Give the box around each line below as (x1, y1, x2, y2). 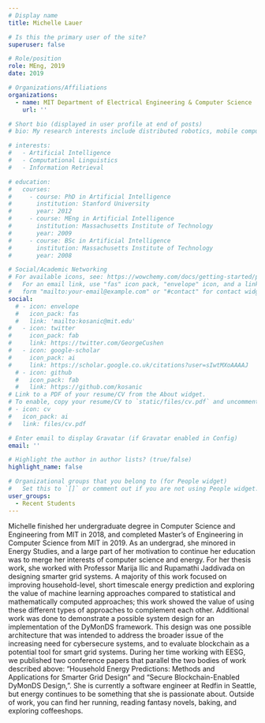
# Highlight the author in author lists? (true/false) (8, 456, 192, 464)
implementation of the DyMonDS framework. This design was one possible (8, 622, 252, 631)
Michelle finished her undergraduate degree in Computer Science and (8, 521, 236, 530)
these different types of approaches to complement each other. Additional (8, 605, 249, 615)
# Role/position (8, 55, 62, 63)
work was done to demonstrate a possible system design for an (8, 613, 215, 623)
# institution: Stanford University (8, 200, 150, 208)
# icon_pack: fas (15, 310, 80, 318)
